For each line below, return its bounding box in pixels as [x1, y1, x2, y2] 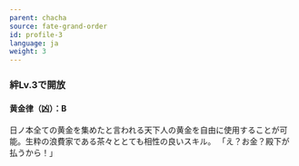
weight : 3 [9, 47, 47, 56]
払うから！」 [9, 147, 57, 159]
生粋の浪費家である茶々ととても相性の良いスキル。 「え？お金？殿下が [25, 136, 290, 147]
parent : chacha [9, 13, 67, 23]
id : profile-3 [9, 30, 64, 39]
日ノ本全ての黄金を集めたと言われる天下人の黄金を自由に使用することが [9, 124, 280, 136]
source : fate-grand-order [9, 22, 107, 31]
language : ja [9, 38, 59, 48]
